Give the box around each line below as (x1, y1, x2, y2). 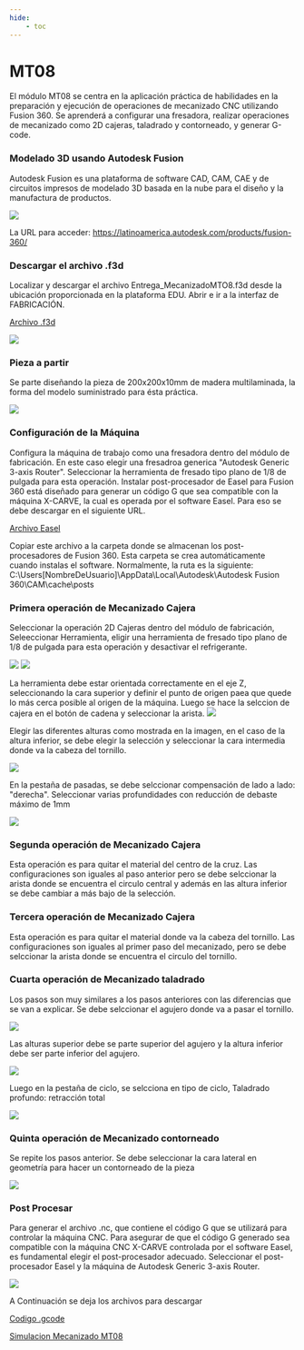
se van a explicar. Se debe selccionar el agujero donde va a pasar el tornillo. (9, 1003, 295, 1014)
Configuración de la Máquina (9, 426, 141, 439)
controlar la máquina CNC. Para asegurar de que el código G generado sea (9, 1232, 290, 1243)
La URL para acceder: (9, 226, 91, 237)
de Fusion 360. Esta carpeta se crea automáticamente (63, 550, 266, 561)
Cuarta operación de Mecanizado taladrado (9, 973, 206, 986)
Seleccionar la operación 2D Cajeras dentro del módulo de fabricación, (9, 621, 275, 632)
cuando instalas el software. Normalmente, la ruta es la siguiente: (9, 560, 254, 571)
